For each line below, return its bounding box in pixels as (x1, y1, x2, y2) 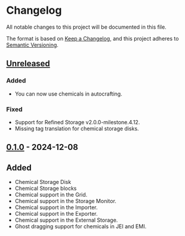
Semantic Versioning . (6, 41, 58, 48)
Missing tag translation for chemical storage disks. (14, 125, 139, 132)
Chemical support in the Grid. (14, 191, 88, 198)
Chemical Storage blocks (14, 185, 77, 192)
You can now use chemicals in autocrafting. (14, 90, 122, 97)
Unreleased (6, 59, 51, 69)
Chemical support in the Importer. (14, 204, 98, 211)
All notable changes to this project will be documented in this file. (6, 23, 167, 30)
